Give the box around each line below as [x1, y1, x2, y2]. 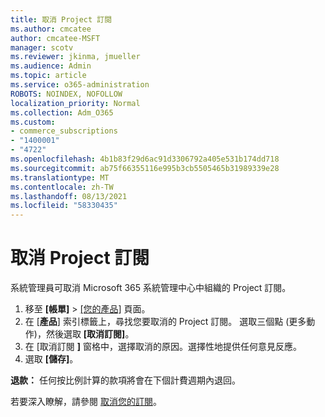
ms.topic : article [10, 71, 87, 81]
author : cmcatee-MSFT [10, 33, 101, 43]
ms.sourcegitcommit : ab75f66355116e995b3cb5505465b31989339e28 [10, 163, 280, 173]
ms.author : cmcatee [10, 24, 92, 34]
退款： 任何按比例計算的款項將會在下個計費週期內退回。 [10, 374, 241, 386]
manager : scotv [10, 42, 74, 53]
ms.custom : [10, 117, 56, 127]
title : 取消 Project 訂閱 [10, 14, 113, 25]
